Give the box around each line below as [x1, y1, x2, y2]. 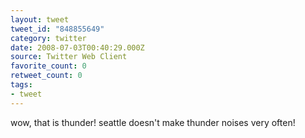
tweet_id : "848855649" [10, 24, 105, 34]
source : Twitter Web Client [10, 52, 128, 62]
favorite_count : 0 [10, 61, 87, 71]
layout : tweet [10, 14, 70, 25]
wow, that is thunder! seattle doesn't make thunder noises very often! [10, 116, 296, 128]
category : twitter [10, 33, 87, 43]
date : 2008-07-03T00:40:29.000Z [10, 42, 145, 53]
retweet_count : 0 [10, 71, 83, 81]
